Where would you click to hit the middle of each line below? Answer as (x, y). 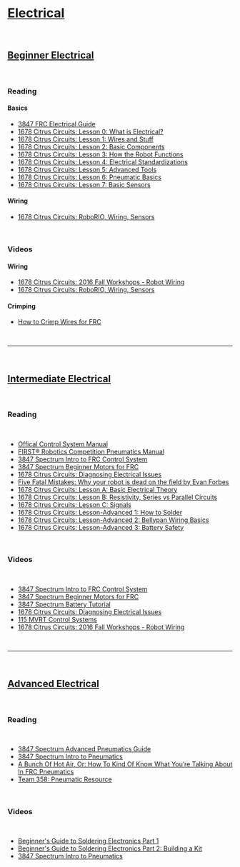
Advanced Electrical (54, 684)
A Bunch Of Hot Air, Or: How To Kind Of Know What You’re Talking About (125, 764)
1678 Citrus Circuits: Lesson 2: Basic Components (91, 146)
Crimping (21, 306)
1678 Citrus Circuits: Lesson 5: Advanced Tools (87, 169)
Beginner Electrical (51, 55)
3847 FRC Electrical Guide (56, 124)
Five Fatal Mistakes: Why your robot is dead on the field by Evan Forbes (123, 482)
